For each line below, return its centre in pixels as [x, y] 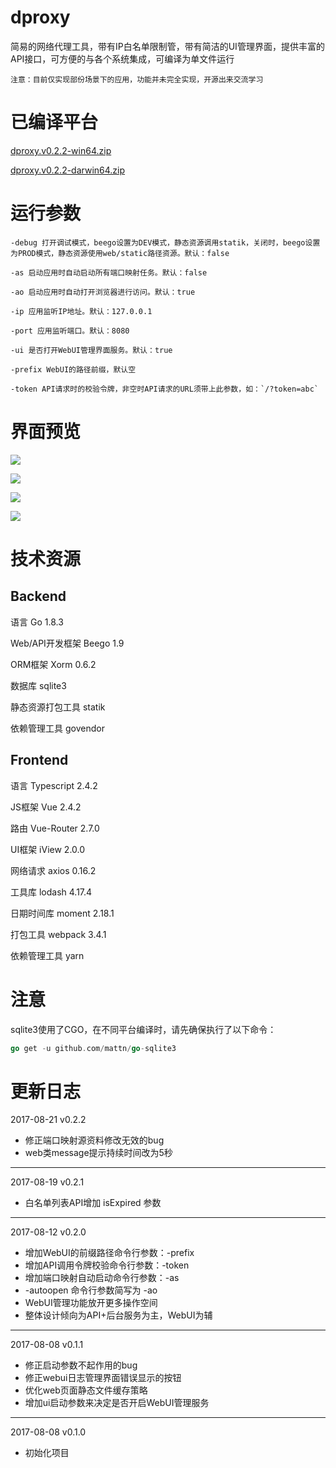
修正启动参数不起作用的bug [81, 1365]
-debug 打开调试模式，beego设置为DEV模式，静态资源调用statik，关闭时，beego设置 [165, 242]
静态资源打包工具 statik [58, 707]
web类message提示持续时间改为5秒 [98, 1153]
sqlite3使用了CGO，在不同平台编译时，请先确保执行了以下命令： [143, 1029]
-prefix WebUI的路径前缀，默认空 [73, 369]
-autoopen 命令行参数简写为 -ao [91, 1290]
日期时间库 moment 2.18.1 [62, 913]
